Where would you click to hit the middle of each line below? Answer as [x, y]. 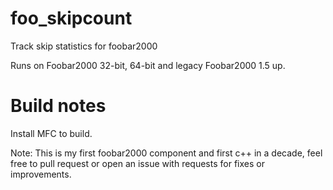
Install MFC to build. [51, 133]
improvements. [41, 174]
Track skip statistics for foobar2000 [84, 46]
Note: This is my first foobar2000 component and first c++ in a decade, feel [166, 153]
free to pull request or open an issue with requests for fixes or [137, 163]
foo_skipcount [71, 18]
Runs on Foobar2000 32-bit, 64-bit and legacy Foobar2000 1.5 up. [148, 65]
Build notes [58, 106]
